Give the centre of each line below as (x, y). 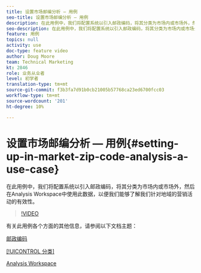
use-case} (33, 169)
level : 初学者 (22, 79)
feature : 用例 (23, 34)
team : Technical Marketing (40, 62)
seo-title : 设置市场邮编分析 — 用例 (47, 17)
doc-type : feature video (37, 51)
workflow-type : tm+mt (33, 95)
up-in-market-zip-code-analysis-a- (97, 156)
